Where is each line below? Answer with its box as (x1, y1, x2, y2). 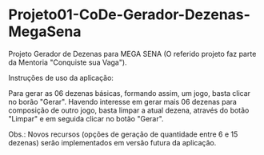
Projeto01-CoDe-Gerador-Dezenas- (8, 6, 250, 24)
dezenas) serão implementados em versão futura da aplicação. (8, 137, 217, 147)
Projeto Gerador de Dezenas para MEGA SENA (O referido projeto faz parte (8, 49, 257, 58)
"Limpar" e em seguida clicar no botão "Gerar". (8, 113, 164, 123)
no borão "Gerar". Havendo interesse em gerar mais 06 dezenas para (8, 97, 238, 106)
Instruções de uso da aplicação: (8, 73, 114, 82)
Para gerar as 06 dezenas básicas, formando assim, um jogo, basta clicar (8, 88, 250, 97)
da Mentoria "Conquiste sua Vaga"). (8, 58, 127, 67)
